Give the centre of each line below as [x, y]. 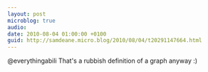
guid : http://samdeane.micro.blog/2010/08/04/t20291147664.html [105, 41]
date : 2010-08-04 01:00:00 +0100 [57, 34]
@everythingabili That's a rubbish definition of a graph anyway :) [103, 61]
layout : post [27, 14]
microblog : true [31, 21]
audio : [17, 27]
